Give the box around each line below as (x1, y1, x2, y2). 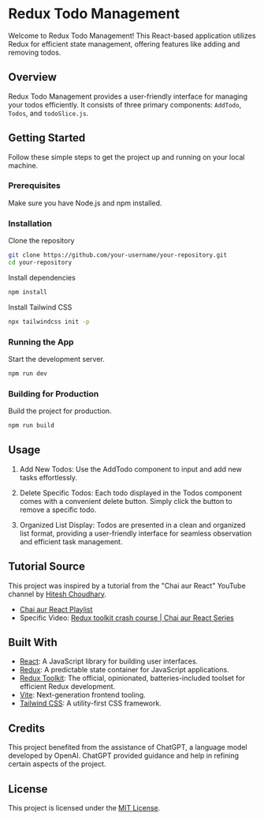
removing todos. (8, 47, 61, 57)
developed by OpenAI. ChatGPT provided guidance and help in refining (8, 751, 239, 761)
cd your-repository (8, 258, 73, 267)
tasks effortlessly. (19, 472, 77, 482)
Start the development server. (8, 354, 105, 363)
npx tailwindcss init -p (8, 318, 90, 325)
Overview (8, 70, 58, 84)
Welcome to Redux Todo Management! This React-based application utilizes (8, 31, 256, 40)
